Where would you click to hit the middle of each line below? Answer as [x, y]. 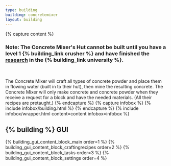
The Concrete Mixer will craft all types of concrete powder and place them [83, 81]
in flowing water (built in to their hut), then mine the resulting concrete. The [84, 86]
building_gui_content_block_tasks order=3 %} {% [57, 153]
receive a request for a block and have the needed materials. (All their [79, 97]
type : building [21, 10]
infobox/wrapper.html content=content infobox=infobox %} [68, 113]
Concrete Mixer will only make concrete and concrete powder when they [82, 92]
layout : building [24, 19]
